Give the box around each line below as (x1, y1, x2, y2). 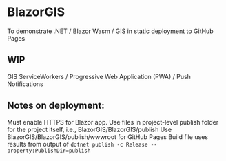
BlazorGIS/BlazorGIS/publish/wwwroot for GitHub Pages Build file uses (7, 132, 209, 141)
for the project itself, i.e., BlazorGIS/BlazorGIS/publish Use (7, 125, 172, 133)
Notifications (7, 80, 43, 88)
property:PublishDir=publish (7, 147, 91, 154)
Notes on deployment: (7, 100, 105, 111)
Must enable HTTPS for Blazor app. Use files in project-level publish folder (7, 118, 219, 126)
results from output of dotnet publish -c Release (7, 140, 148, 148)
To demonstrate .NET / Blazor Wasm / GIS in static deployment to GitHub (7, 27, 214, 35)
